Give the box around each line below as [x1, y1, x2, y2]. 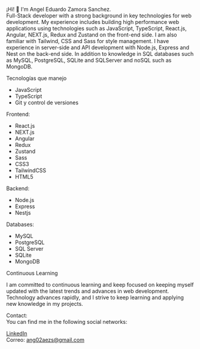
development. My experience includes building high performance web [6, 19, 180, 25]
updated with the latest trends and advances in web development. [6, 288, 169, 294]
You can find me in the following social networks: [6, 318, 128, 325]
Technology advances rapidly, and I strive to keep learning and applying [6, 294, 184, 301]
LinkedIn [6, 330, 28, 337]
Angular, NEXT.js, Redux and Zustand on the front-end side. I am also [6, 31, 177, 38]
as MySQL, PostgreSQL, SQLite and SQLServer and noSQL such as [6, 57, 172, 64]
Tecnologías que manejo [6, 75, 67, 82]
